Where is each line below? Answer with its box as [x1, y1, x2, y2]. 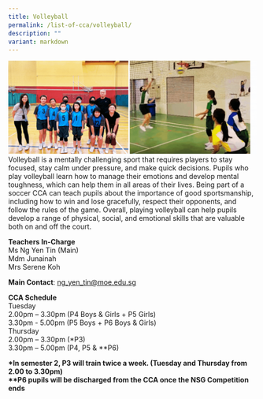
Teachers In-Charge [8, 237, 76, 247]
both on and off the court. [8, 222, 92, 232]
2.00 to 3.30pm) [8, 367, 63, 376]
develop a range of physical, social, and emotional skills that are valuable [8, 214, 246, 223]
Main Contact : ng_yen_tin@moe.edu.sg [8, 278, 136, 287]
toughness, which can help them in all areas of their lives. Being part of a [8, 180, 245, 189]
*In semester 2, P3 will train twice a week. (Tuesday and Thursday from [8, 359, 248, 368]
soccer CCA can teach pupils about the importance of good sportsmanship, [8, 188, 254, 198]
